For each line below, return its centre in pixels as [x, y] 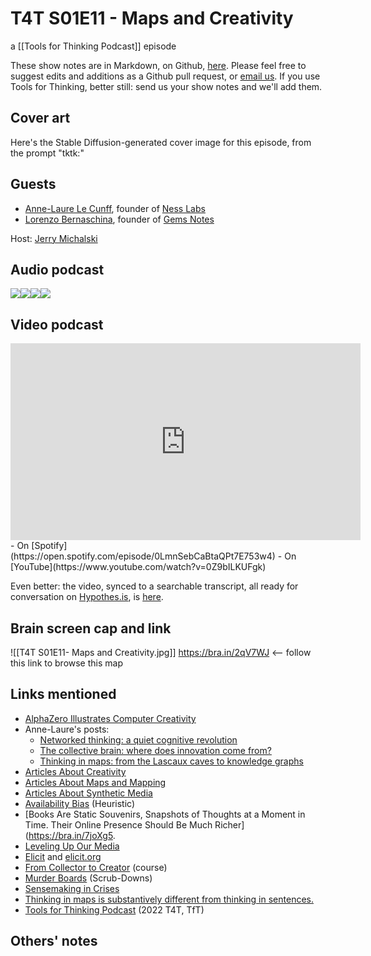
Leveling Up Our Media [72, 846]
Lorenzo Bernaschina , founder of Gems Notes [119, 219]
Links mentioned [63, 694]
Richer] [229, 824]
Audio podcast [57, 269]
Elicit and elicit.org [63, 856]
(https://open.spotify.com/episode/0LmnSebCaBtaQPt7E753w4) [143, 556]
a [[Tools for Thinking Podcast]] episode [93, 46]
